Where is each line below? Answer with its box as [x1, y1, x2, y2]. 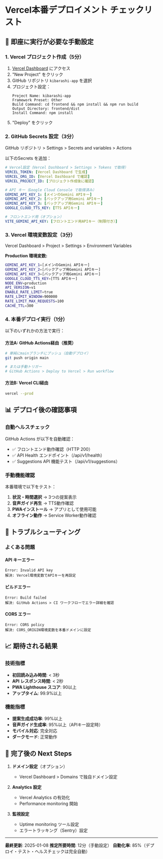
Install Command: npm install [12, 110, 74, 115]
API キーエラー [5, 557, 35, 563]
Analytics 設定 [12, 784, 42, 790]
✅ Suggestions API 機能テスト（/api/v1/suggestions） [12, 458, 120, 464]
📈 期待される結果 [5, 642, 58, 650]
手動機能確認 [5, 471, 35, 478]
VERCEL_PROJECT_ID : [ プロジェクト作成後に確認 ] [5, 178, 95, 183]
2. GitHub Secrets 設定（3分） [5, 133, 77, 139]
